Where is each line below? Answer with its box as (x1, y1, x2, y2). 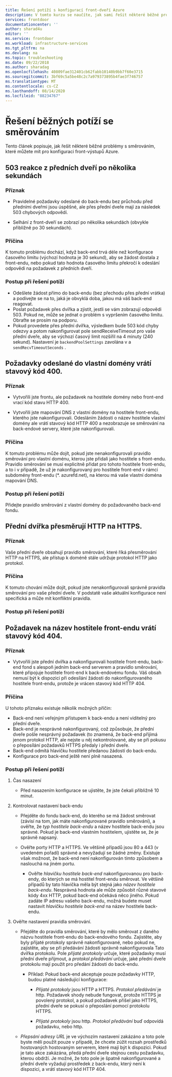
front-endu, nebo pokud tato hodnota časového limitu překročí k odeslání (5, 260, 160, 266)
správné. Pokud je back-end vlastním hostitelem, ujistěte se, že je (20, 829, 159, 835)
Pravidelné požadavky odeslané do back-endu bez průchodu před (12, 198, 153, 204)
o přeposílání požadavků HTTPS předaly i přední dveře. (12, 742, 130, 748)
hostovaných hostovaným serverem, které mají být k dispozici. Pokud (20, 1044, 167, 1050)
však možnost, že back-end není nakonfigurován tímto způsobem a (20, 855, 163, 861)
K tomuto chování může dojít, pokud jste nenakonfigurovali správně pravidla (5, 584, 165, 590)
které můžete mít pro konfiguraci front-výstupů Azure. (5, 149, 119, 155)
